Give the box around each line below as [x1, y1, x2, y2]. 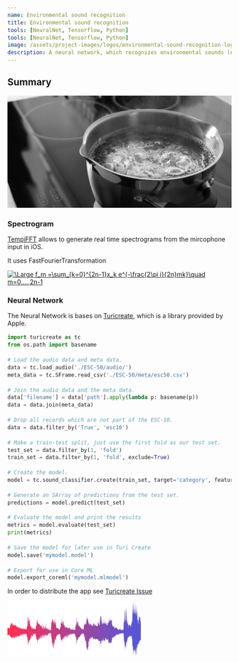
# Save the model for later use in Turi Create [7, 544, 152, 551]
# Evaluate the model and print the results [7, 514, 142, 521]
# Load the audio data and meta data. [7, 357, 122, 364]
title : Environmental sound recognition [7, 19, 129, 26]
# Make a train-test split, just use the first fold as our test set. [7, 438, 221, 446]
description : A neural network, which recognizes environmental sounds [7, 49, 224, 56]
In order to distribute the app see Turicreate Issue [7, 587, 153, 596]
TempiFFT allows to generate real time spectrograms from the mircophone [7, 235, 225, 243]
